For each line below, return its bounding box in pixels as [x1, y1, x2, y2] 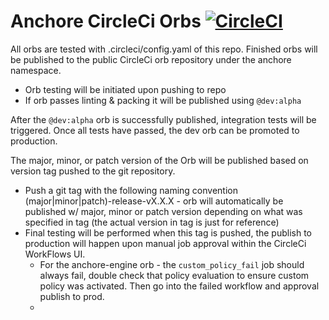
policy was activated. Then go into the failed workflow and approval [39, 280, 320, 292]
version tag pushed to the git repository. [10, 165, 176, 177]
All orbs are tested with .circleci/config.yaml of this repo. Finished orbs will [10, 43, 318, 55]
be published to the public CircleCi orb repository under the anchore [10, 53, 292, 65]
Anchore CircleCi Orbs [10, 10, 202, 33]
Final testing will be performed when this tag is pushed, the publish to [24, 226, 312, 239]
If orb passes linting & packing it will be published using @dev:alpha [24, 94, 302, 106]
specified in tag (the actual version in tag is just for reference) [24, 216, 280, 228]
